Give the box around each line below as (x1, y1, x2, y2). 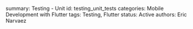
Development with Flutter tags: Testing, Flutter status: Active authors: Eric (5, 11, 188, 18)
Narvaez (5, 17, 27, 24)
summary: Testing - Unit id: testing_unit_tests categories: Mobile (5, 5, 164, 12)
